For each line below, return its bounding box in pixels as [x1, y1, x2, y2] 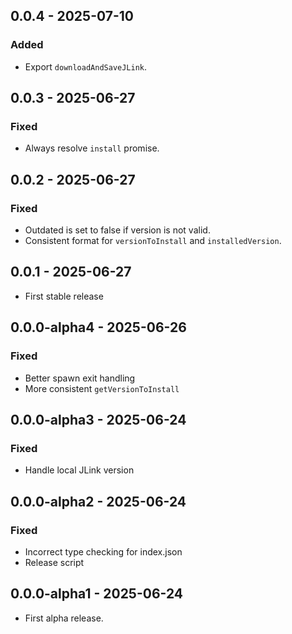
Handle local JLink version [24, 464, 135, 476]
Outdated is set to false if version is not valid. [24, 224, 211, 236]
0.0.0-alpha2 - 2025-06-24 [10, 493, 187, 510]
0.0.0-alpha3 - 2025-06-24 [10, 411, 187, 428]
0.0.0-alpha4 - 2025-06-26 [10, 319, 187, 336]
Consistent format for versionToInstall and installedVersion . [24, 235, 282, 247]
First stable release [24, 290, 104, 302]
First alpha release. [24, 612, 104, 624]
